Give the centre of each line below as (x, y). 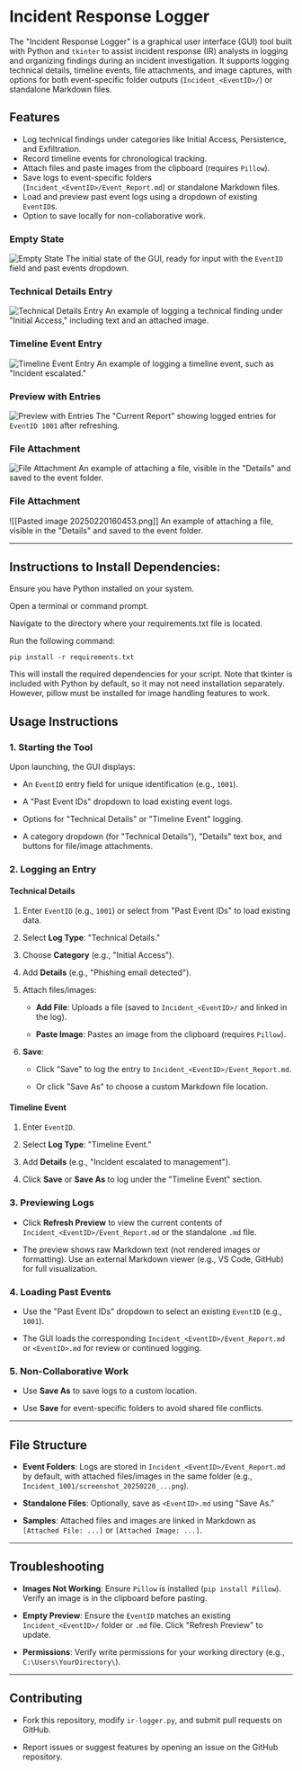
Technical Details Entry (61, 291)
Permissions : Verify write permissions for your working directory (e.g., (153, 1651)
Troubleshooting (57, 1567)
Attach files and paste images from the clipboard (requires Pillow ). (146, 167)
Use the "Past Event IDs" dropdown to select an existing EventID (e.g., (152, 1311)
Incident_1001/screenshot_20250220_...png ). (106, 1486)
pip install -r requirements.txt (72, 657)
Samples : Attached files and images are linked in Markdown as (139, 1521)
